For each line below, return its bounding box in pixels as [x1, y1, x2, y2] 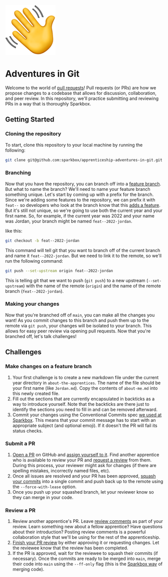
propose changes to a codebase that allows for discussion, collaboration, [5, 90, 157, 96]
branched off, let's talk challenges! [5, 333, 77, 339]
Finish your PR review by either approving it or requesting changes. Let [12, 540, 159, 546]
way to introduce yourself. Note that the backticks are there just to [12, 401, 149, 407]
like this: [5, 227, 23, 234]
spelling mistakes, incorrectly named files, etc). [12, 468, 110, 474]
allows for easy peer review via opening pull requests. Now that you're [5, 328, 151, 334]
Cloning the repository [5, 131, 61, 138]
